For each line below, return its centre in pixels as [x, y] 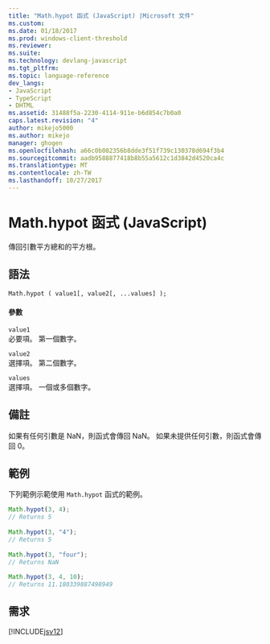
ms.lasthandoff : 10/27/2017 [55, 181]
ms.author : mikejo [39, 135]
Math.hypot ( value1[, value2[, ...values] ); [88, 293]
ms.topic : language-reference [59, 76]
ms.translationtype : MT [48, 166]
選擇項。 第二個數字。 [45, 362]
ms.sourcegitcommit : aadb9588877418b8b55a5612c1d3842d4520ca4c [117, 158]
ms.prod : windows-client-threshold [68, 38]
